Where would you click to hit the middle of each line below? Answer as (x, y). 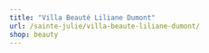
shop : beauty (34, 34)
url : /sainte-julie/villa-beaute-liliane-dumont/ (105, 26)
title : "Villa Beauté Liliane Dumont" (82, 18)
